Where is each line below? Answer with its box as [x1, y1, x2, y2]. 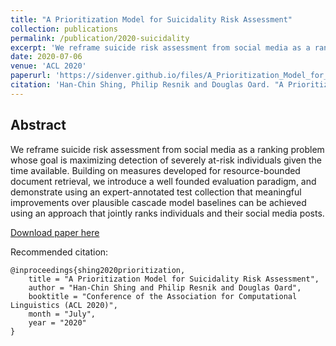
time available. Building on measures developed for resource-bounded [10, 164, 301, 176]
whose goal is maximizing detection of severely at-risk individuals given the [10, 154, 322, 166]
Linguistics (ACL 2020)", [10, 300, 118, 310]
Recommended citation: [10, 246, 109, 258]
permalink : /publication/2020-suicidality [10, 33, 190, 43]
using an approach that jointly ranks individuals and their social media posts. [10, 207, 325, 219]
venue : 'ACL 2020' [10, 61, 87, 71]
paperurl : [10, 71, 52, 81]
